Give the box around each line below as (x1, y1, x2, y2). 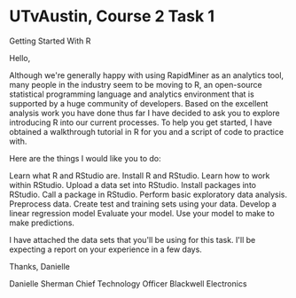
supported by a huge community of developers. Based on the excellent (9, 98, 269, 108)
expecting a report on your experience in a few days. (9, 244, 202, 255)
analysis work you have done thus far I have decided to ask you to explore (9, 107, 281, 118)
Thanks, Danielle (9, 261, 71, 271)
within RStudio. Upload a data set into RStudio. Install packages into (9, 179, 257, 190)
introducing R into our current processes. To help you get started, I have (9, 117, 273, 128)
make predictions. (9, 217, 75, 228)
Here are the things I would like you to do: (9, 153, 161, 163)
